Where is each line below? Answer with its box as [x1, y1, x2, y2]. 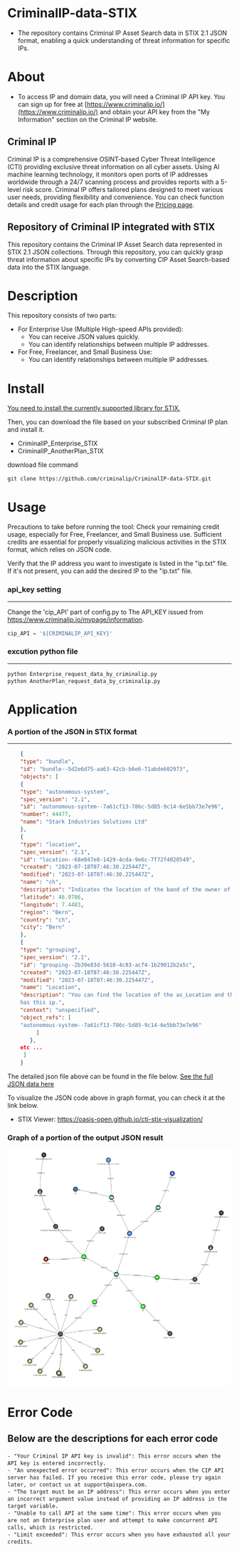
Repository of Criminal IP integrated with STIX [7, 221, 216, 233]
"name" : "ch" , [20, 879, 62, 886]
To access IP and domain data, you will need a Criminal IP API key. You [17, 92, 225, 101]
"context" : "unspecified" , [20, 1006, 100, 1014]
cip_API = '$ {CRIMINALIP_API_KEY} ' [7, 630, 113, 637]
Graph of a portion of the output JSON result [7, 1133, 164, 1143]
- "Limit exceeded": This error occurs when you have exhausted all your [7, 1531, 231, 1538]
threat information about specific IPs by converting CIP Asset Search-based [7, 255, 230, 263]
